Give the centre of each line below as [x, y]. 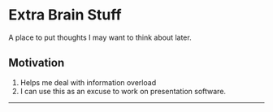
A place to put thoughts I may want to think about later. [100, 37]
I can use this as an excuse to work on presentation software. [123, 91]
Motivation [37, 63]
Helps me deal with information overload [88, 82]
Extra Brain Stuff [65, 15]
